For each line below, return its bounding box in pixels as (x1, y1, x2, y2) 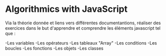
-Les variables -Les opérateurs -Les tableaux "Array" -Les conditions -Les (5, 40, 157, 46)
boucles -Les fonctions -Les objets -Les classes (5, 45, 104, 51)
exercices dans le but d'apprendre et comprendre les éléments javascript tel (5, 25, 161, 31)
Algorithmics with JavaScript (5, 3, 128, 15)
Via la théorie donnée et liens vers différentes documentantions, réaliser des (5, 20, 161, 26)
